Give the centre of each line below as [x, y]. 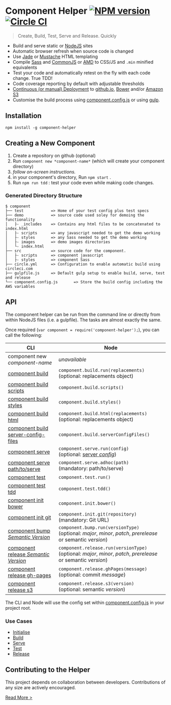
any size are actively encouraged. [41, 687]
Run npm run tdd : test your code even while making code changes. [83, 182]
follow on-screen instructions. [44, 172]
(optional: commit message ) [92, 575]
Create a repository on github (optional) [54, 155]
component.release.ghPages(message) [103, 569]
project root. [18, 608]
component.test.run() [84, 477]
